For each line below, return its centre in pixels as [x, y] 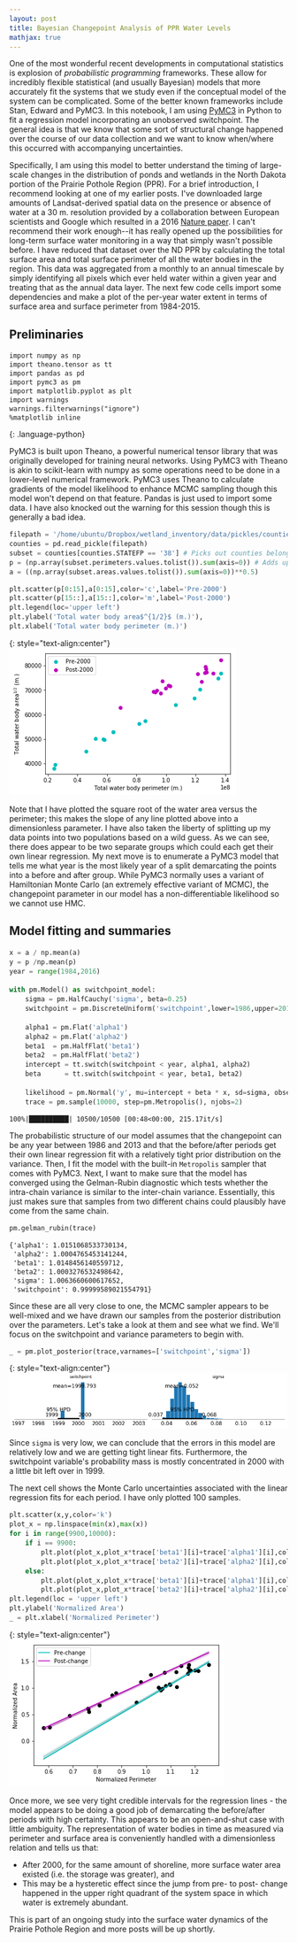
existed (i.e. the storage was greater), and [98, 1874]
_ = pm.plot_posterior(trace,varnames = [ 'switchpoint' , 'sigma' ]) [130, 1351]
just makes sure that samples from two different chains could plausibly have [148, 1201]
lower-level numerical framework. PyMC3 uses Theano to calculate [132, 480]
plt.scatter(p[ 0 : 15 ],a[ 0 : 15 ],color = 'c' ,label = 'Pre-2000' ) [118, 589]
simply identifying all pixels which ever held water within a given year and [143, 278]
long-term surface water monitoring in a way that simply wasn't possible [141, 241]
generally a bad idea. [48, 517]
